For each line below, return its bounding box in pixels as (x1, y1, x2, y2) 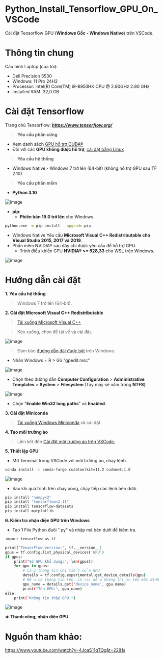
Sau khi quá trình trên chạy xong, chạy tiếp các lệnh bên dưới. (12, 485, 137, 491)
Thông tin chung (5, 48, 74, 58)
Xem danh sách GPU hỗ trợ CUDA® (12, 141, 83, 147)
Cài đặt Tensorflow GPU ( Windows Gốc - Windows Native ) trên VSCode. (5, 30, 154, 36)
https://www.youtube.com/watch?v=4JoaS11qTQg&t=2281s (5, 647, 126, 653)
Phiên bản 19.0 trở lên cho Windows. (19, 213, 95, 219)
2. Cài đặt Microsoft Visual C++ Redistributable (5, 310, 104, 316)
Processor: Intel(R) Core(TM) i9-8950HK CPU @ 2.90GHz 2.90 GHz (12, 83, 150, 89)
